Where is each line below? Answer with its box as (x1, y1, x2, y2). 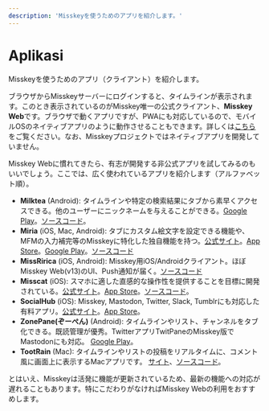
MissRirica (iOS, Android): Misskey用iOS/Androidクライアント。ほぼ (19, 256, 247, 265)
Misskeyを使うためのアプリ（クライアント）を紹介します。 (8, 74, 203, 84)
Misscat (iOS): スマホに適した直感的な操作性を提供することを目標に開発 (19, 276, 260, 286)
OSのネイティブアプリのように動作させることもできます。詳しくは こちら (14, 121, 256, 131)
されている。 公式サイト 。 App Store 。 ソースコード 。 (19, 286, 194, 296)
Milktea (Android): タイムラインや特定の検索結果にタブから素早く (19, 195, 238, 205)
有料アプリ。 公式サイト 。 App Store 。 (19, 306, 145, 316)
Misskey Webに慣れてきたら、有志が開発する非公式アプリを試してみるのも (8, 158, 256, 168)
